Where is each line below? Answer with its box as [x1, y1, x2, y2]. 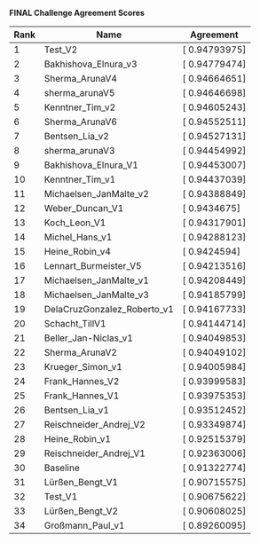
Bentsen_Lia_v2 [43, 130, 109, 142]
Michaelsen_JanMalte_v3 [43, 288, 149, 301]
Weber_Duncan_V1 [43, 202, 124, 214]
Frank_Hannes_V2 [43, 375, 120, 387]
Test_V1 [43, 491, 78, 502]
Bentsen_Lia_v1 [43, 404, 109, 416]
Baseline [43, 461, 80, 474]
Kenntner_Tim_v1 [43, 173, 116, 185]
